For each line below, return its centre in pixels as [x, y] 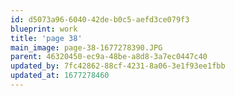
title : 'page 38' [46, 38]
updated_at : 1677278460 [60, 76]
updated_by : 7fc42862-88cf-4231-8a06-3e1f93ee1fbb [118, 66]
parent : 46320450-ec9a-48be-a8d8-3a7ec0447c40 [109, 57]
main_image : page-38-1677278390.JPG [86, 47]
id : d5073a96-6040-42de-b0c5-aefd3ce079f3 [100, 19]
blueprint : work [44, 29]
